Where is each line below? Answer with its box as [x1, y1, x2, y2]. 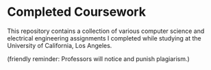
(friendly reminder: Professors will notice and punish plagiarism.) [7, 54, 190, 62]
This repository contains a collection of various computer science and [7, 27, 205, 35]
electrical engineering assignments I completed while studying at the [7, 34, 201, 42]
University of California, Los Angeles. [7, 41, 112, 49]
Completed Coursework [7, 4, 146, 20]
